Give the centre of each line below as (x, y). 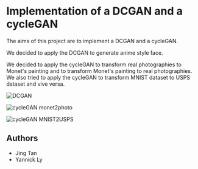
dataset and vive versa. (36, 84)
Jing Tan (26, 153)
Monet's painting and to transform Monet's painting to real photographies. (99, 71)
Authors (22, 138)
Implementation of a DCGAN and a (94, 11)
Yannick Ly (29, 159)
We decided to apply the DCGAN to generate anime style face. (85, 52)
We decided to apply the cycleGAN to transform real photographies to (94, 64)
